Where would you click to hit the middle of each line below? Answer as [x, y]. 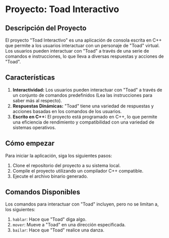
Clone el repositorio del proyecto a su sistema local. [67, 165]
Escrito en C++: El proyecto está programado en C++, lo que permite [85, 116]
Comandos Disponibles [43, 192]
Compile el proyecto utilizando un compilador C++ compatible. [78, 171]
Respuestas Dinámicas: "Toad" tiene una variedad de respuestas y [83, 106]
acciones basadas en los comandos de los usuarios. [67, 111]
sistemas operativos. [34, 127]
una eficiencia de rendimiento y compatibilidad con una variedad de [83, 122]
